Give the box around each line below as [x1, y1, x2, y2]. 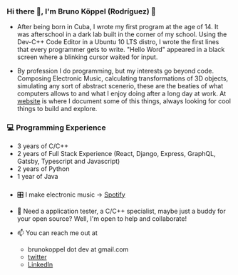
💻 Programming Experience [6, 123, 106, 133]
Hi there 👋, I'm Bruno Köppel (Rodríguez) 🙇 [6, 6, 156, 16]
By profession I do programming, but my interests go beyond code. [16, 67, 214, 76]
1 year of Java [16, 172, 58, 180]
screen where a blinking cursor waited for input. [16, 53, 158, 61]
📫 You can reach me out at [16, 228, 98, 237]
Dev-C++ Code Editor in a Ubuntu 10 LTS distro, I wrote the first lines [16, 38, 219, 46]
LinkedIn [27, 260, 53, 269]
